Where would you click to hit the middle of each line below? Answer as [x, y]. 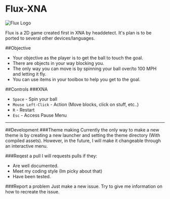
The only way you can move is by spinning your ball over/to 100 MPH [84, 69]
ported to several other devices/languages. [50, 38]
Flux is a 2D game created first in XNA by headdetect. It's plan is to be [78, 32]
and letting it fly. [29, 74]
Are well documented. [35, 165]
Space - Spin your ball [35, 99]
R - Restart [24, 110]
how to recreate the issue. [32, 191]
